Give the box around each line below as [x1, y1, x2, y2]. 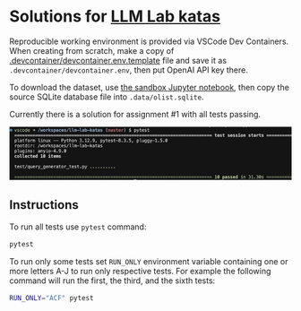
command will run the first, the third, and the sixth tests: [9, 275, 216, 286]
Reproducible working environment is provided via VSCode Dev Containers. [9, 36, 289, 47]
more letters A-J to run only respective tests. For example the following [9, 265, 271, 276]
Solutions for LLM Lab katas [9, 6, 221, 27]
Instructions [9, 197, 79, 212]
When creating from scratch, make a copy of [9, 45, 175, 56]
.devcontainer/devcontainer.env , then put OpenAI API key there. [9, 65, 249, 75]
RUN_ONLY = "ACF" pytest [9, 293, 94, 302]
